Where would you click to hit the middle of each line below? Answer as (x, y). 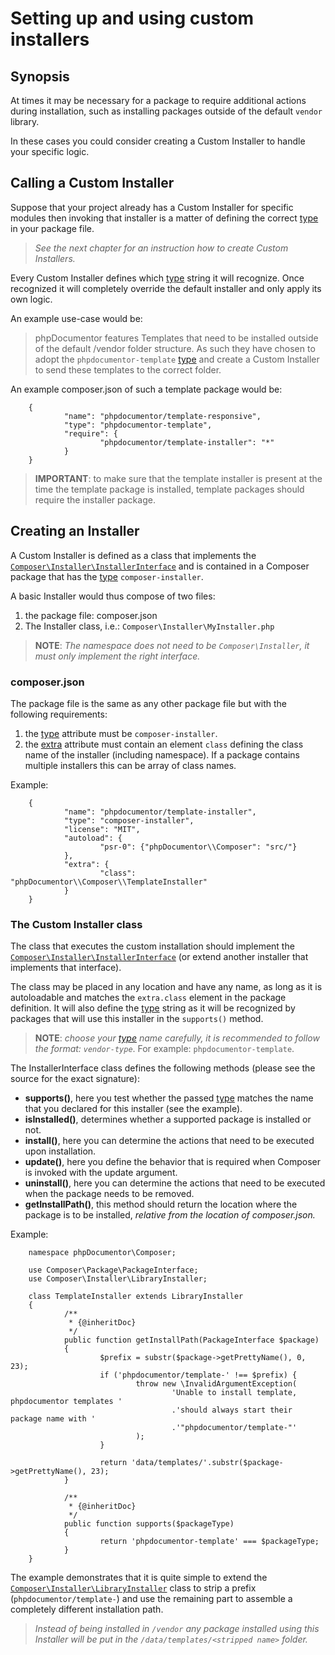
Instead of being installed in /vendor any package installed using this (177, 1629)
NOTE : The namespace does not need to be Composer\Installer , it (172, 645)
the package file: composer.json (91, 615)
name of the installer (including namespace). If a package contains (162, 754)
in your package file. (52, 228)
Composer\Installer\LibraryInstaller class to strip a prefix (133, 1588)
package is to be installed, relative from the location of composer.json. (170, 1215)
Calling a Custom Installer (92, 183)
